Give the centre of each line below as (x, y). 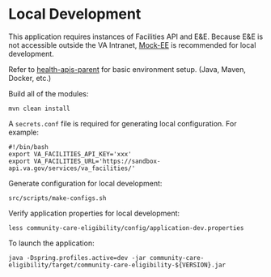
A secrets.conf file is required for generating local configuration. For (123, 123)
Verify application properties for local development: (94, 213)
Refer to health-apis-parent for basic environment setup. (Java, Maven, (127, 69)
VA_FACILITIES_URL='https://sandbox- (97, 161)
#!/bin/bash (28, 147)
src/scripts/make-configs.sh (57, 198)
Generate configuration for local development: (85, 183)
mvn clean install (39, 109)
